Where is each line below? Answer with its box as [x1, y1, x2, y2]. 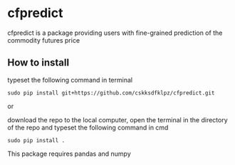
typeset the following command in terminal [7, 75, 133, 84]
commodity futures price [7, 36, 80, 44]
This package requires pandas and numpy [7, 149, 132, 158]
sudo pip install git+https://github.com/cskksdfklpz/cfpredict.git [7, 89, 215, 97]
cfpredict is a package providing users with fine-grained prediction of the [7, 28, 223, 37]
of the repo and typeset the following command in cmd [7, 123, 169, 132]
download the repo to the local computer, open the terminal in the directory [7, 115, 228, 124]
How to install [7, 57, 70, 69]
